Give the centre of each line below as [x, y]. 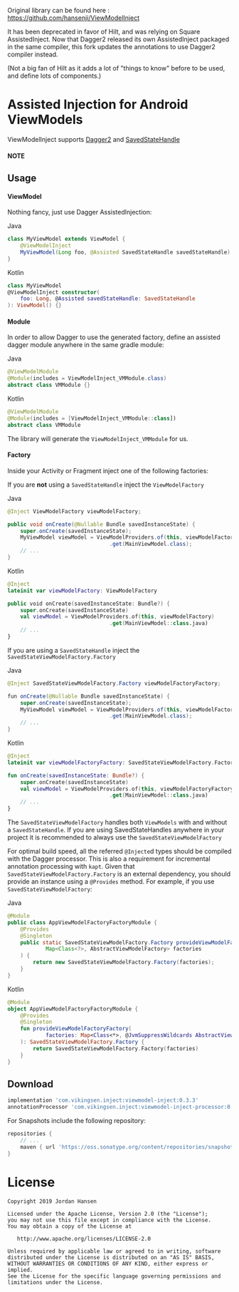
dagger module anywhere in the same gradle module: [86, 345]
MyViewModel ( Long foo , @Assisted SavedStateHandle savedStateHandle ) [126, 252]
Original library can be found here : [59, 10]
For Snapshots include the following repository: [76, 1121]
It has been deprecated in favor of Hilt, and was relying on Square [104, 32]
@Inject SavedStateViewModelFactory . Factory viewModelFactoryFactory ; [114, 683]
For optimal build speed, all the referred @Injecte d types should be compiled [119, 852]
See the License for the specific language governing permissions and [114, 1276]
